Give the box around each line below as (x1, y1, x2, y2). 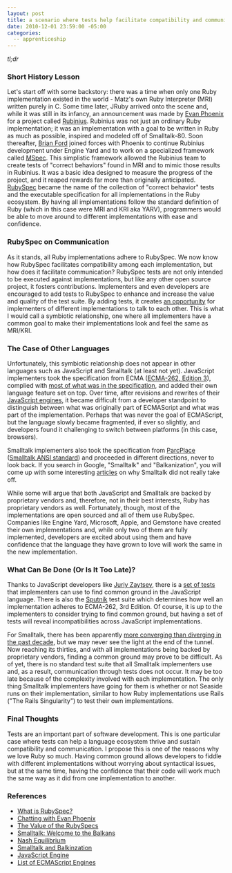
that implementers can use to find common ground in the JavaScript (7, 588, 202, 597)
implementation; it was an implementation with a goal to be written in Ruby (7, 124, 219, 133)
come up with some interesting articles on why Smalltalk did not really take (7, 468, 220, 477)
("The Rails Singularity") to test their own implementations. (7, 697, 174, 705)
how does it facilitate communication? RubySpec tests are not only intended (7, 267, 223, 276)
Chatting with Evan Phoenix (17, 814, 96, 823)
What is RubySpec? (17, 807, 73, 815)
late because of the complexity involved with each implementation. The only (7, 675, 224, 683)
